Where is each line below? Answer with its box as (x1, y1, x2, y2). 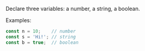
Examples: (5, 17, 31, 23)
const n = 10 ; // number (5, 28, 76, 34)
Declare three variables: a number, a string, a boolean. (5, 5, 140, 12)
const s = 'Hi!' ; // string (5, 34, 76, 40)
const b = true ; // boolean (5, 39, 79, 46)
